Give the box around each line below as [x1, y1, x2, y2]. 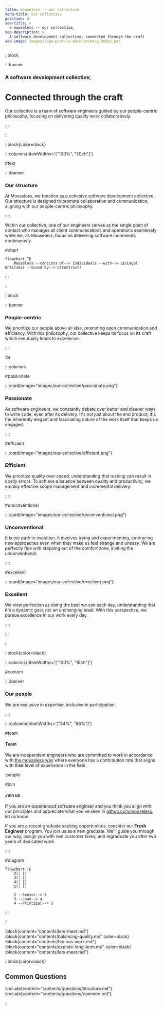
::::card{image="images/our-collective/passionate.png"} [5, 383, 118, 389]
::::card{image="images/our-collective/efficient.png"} [5, 450, 113, 456]
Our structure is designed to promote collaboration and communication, [5, 198, 149, 204]
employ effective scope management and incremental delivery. [5, 483, 131, 489]
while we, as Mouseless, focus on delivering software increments [5, 232, 136, 238]
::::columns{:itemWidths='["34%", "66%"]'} [5, 721, 92, 726]
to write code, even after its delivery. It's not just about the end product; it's [5, 411, 156, 417]
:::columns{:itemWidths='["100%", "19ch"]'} [5, 660, 92, 666]
